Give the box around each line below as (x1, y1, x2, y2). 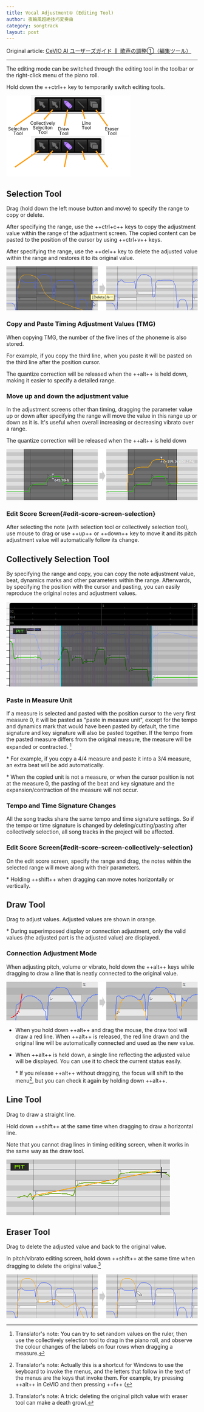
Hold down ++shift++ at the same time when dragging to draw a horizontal (6, 1122, 193, 1129)
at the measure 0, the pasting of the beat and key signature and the (6, 779, 175, 787)
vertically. (6, 882, 31, 889)
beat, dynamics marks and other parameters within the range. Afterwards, (6, 577, 192, 584)
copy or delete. (6, 211, 44, 219)
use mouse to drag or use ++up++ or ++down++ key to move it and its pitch (6, 530, 197, 537)
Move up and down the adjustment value (6, 392, 129, 400)
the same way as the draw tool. (6, 1147, 85, 1154)
